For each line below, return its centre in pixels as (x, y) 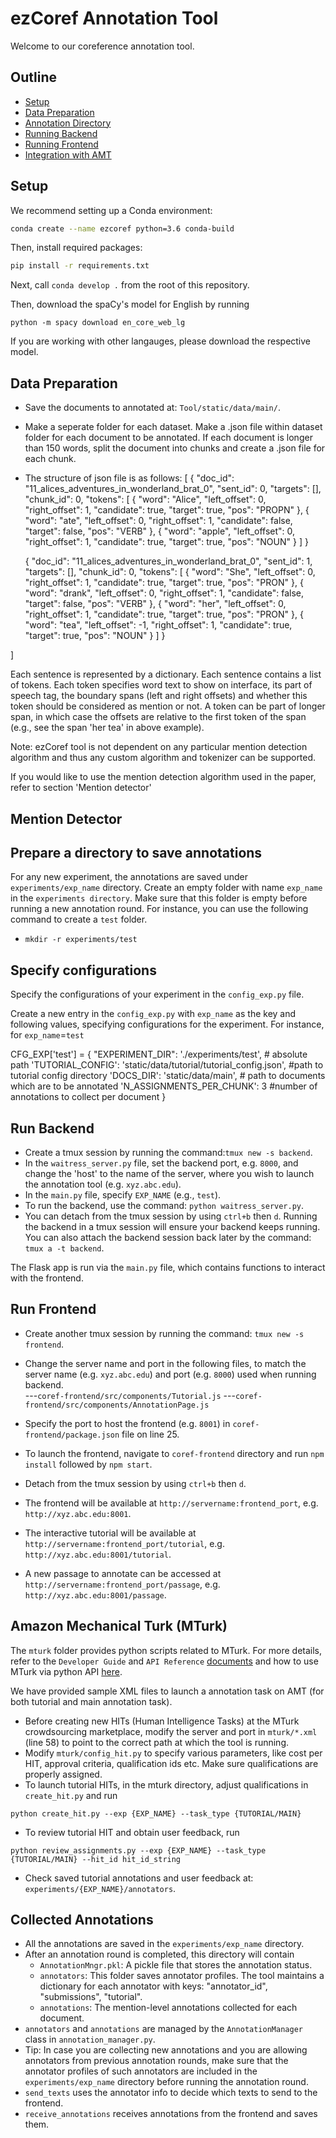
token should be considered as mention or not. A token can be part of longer (168, 706)
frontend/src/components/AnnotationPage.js (117, 1405)
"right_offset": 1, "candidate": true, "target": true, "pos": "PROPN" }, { (167, 510)
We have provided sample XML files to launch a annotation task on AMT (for (167, 1691)
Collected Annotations (82, 1919)
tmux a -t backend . (64, 1248)
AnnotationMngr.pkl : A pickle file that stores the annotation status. (176, 1965)
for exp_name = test (47, 1035)
